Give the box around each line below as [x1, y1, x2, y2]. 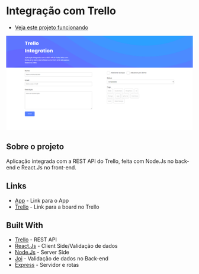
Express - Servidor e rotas [14, 262, 79, 269]
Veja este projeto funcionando [14, 24, 89, 31]
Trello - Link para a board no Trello [14, 203, 99, 210]
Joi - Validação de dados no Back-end [14, 255, 108, 262]
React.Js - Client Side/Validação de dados [14, 242, 118, 250]
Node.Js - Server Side [14, 248, 69, 256]
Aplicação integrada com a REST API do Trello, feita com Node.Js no [6, 158, 174, 165]
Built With [6, 220, 43, 230]
